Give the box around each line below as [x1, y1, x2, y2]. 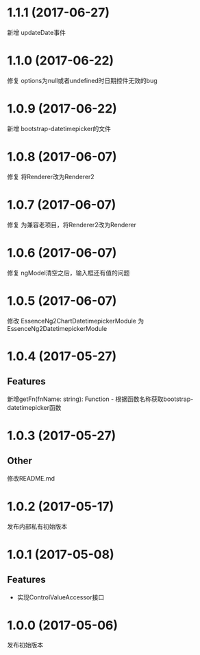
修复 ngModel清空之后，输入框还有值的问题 [7, 268, 130, 277]
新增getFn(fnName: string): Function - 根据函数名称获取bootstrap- [7, 395, 194, 403]
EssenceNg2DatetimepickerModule [7, 324, 108, 332]
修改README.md [7, 474, 55, 482]
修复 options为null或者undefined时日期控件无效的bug [7, 76, 158, 84]
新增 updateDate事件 [7, 28, 66, 36]
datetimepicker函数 [7, 403, 62, 411]
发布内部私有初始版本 [7, 522, 67, 530]
